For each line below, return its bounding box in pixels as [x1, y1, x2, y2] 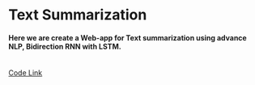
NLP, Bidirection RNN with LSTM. [8, 41, 121, 51]
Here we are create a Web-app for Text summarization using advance [8, 32, 247, 42]
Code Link [8, 68, 43, 78]
